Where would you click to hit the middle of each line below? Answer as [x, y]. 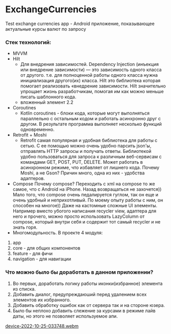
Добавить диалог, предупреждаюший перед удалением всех [80, 294]
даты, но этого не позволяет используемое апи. [65, 316]
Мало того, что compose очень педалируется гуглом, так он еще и [85, 195]
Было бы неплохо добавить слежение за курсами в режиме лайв [84, 310]
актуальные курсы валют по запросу [46, 29]
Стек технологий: [28, 42]
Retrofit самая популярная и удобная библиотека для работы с [89, 140]
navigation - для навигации [42, 259]
